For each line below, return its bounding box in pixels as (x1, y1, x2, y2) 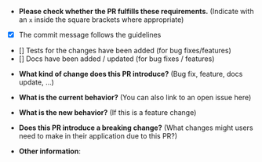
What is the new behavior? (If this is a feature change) (18, 108, 197, 117)
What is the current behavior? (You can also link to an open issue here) (18, 93, 252, 103)
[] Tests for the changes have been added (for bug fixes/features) (18, 46, 232, 56)
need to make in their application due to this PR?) (18, 131, 178, 141)
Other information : (18, 146, 82, 156)
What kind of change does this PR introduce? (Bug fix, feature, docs (18, 70, 243, 79)
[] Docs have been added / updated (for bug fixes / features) (18, 54, 215, 63)
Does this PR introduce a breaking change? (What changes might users (18, 123, 253, 132)
